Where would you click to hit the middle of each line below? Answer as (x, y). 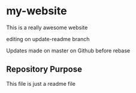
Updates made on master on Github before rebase (68, 50)
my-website (37, 11)
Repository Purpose (44, 69)
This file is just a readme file (41, 83)
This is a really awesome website (47, 27)
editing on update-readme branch (48, 39)
